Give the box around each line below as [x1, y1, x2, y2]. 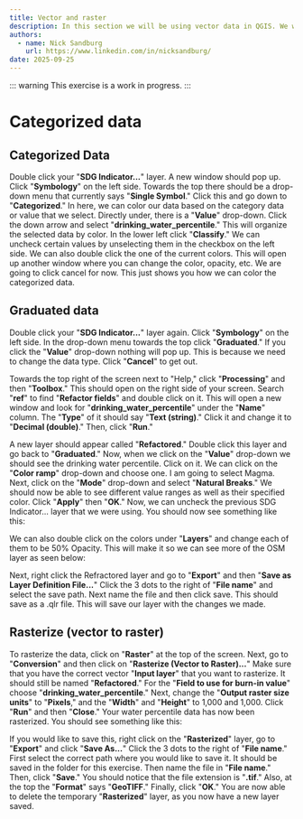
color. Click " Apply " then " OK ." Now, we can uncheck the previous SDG [9, 496, 277, 507]
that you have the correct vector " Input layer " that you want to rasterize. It [9, 667, 286, 678]
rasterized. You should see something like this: [9, 715, 183, 727]
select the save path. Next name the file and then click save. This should [9, 589, 279, 600]
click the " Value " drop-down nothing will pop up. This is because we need [9, 346, 286, 357]
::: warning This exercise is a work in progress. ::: [9, 80, 192, 90]
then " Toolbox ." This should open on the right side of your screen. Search [9, 383, 284, 394]
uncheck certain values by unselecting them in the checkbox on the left [9, 238, 275, 249]
